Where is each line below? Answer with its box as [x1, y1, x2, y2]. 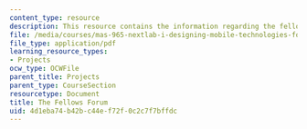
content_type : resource [9, 13, 101, 23]
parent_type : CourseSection [9, 81, 117, 90]
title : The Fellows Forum [9, 97, 108, 107]
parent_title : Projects [9, 73, 101, 82]
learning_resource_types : [9, 47, 108, 56]
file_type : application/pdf [9, 38, 117, 48]
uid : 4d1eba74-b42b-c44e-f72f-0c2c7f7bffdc [9, 106, 178, 115]
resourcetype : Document [9, 89, 101, 98]
